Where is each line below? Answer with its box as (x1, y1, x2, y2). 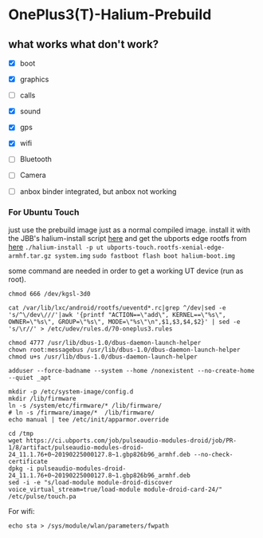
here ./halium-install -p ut (8, 242, 104, 251)
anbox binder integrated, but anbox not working (19, 186, 177, 196)
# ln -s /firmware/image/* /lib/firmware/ (8, 409, 155, 417)
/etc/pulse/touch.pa (8, 493, 77, 500)
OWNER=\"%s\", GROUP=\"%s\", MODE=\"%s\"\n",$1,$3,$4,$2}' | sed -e (8, 318, 241, 326)
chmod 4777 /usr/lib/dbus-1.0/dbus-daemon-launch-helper (8, 338, 202, 346)
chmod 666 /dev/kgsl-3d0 (8, 290, 91, 298)
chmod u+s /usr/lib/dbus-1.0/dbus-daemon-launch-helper (8, 353, 198, 361)
